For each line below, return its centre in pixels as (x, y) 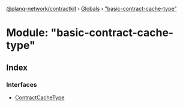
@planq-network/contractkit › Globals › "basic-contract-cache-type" (91, 9)
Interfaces (22, 84)
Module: (27, 33)
